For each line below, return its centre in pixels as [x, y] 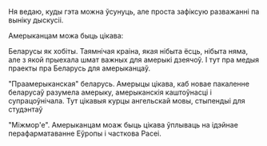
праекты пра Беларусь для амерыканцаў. [79, 68]
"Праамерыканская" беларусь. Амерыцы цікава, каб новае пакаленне [129, 84]
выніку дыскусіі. [36, 20]
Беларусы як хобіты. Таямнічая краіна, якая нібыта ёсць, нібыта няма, [128, 51]
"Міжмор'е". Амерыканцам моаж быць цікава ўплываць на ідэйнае [123, 125]
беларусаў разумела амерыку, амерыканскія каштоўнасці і [110, 92]
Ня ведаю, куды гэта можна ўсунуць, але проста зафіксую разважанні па [134, 12]
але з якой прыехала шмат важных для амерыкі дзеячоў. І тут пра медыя [134, 60]
